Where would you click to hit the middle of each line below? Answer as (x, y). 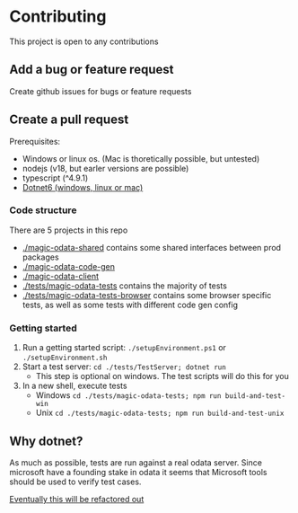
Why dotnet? (46, 441)
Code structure (43, 210)
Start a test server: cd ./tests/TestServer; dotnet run (124, 367)
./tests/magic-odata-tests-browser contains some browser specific (147, 295)
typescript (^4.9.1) (55, 178)
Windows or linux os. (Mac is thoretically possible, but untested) (141, 158)
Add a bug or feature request (92, 70)
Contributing (58, 17)
